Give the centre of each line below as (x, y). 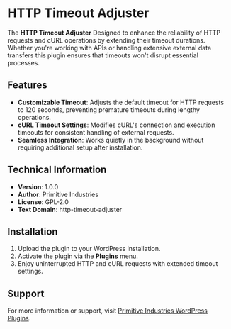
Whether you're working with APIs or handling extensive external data (109, 48)
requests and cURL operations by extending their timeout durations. (106, 40)
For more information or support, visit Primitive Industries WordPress (107, 311)
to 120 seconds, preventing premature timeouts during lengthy (109, 110)
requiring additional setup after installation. (80, 147)
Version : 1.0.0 (38, 186)
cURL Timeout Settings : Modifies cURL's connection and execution (116, 125)
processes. (24, 62)
